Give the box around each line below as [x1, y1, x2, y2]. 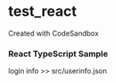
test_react [8, 2, 77, 21]
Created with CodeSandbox [8, 28, 99, 38]
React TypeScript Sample [8, 48, 109, 59]
